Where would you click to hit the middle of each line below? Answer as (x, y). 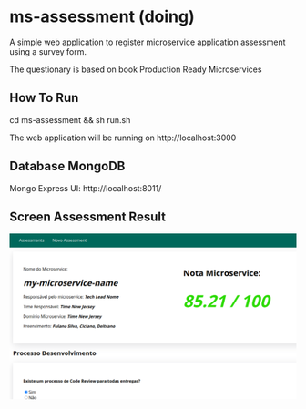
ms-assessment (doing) (102, 17)
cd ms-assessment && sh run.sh (70, 119)
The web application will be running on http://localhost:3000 (123, 138)
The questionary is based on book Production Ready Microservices (136, 69)
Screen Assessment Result (88, 216)
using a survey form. (48, 51)
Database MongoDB (67, 166)
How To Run (44, 98)
